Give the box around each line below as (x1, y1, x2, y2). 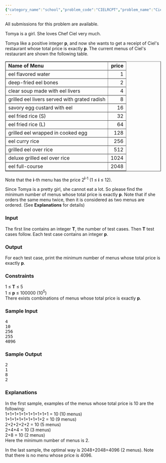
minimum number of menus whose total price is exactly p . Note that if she (5, 192, 156, 198)
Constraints (5, 272, 35, 279)
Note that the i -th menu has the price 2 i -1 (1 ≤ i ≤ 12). (5, 176, 112, 183)
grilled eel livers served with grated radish (8, 95, 106, 102)
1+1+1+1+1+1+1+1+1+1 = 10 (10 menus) (5, 411, 83, 417)
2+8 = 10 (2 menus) (5, 432, 45, 438)
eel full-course (8, 162, 43, 169)
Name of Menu (8, 62, 44, 69)
